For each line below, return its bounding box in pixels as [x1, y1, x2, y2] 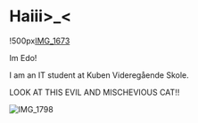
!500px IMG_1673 [9, 35, 70, 46]
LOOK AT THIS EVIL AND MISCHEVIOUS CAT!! [9, 87, 180, 97]
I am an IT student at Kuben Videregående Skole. [9, 69, 189, 81]
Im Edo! [9, 52, 37, 63]
